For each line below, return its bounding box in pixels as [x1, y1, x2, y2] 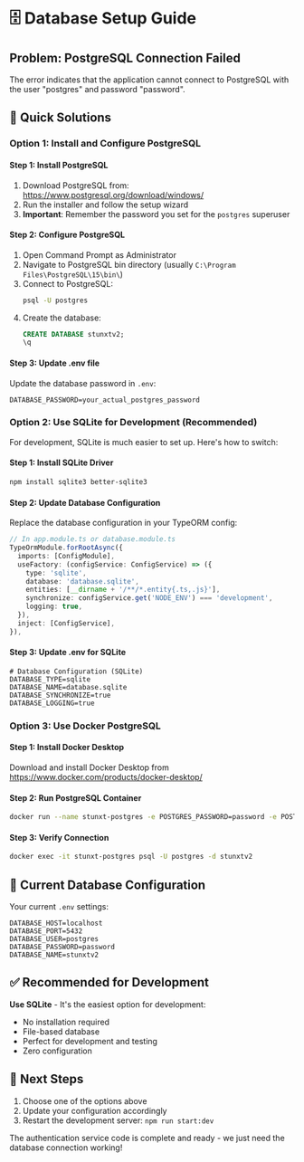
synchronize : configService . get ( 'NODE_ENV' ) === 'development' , [25, 594, 273, 603]
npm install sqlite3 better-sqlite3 [9, 478, 147, 487]
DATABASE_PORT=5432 [9, 926, 83, 936]
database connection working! [9, 1142, 123, 1153]
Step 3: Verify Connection [9, 832, 109, 843]
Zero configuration [22, 1045, 93, 1056]
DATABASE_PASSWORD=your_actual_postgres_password [9, 395, 201, 405]
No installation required [22, 1016, 110, 1027]
